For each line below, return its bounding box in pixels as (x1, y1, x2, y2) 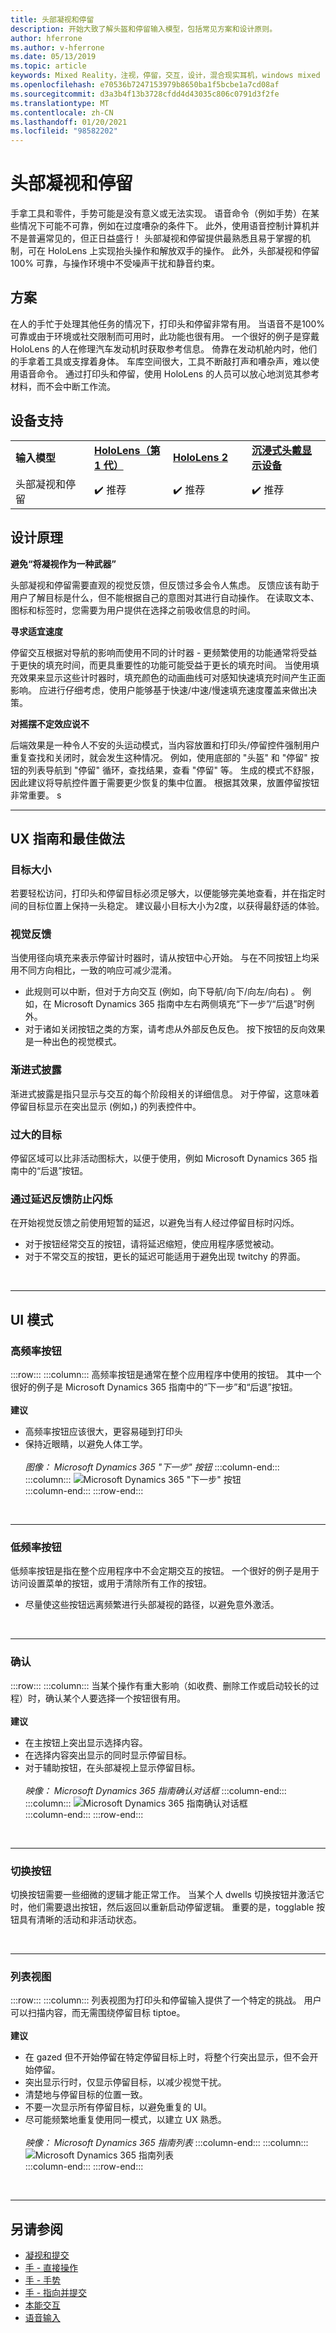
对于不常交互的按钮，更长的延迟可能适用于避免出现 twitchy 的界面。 (24, 1251, 306, 1263)
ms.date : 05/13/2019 (10, 52, 97, 62)
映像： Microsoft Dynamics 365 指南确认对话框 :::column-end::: (24, 1784, 287, 1796)
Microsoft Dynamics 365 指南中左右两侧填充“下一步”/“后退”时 (53, 998, 307, 1010)
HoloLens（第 (94, 443, 161, 457)
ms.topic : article (10, 61, 87, 71)
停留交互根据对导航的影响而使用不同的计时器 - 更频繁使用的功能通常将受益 (10, 646, 318, 658)
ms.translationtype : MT (10, 98, 110, 108)
